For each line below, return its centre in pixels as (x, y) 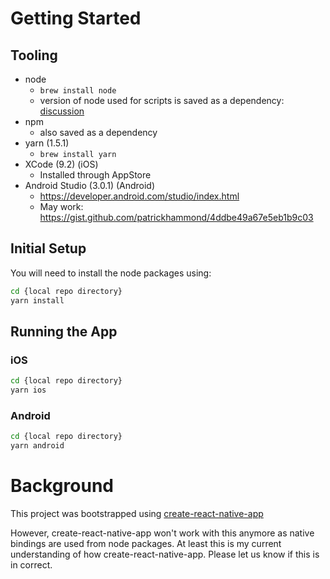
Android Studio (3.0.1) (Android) (90, 185)
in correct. (31, 564)
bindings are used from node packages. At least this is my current (146, 543)
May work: (61, 206)
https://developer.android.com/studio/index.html (139, 196)
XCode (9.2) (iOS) (61, 164)
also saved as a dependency (98, 132)
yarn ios (28, 390)
